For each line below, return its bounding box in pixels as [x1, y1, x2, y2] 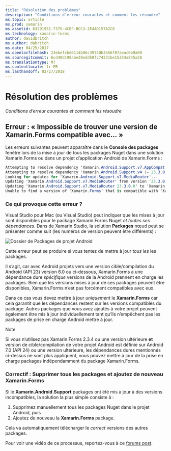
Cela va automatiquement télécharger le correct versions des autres [5, 425, 148, 431]
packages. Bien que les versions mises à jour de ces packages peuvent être [5, 280, 165, 286]
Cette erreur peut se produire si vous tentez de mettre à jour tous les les [5, 248, 157, 254]
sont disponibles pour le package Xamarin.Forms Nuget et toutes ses [5, 218, 150, 224]
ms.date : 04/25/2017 [5, 45, 49, 50]
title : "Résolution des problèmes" [5, 7, 81, 13]
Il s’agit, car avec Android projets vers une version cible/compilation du [5, 263, 154, 270]
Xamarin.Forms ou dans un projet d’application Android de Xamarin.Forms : [5, 155, 163, 161]
